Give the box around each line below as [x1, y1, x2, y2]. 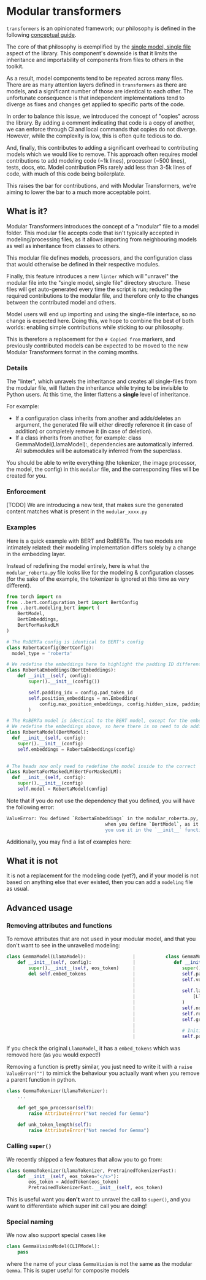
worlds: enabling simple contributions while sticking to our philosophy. [6, 324, 185, 331]
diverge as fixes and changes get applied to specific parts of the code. [6, 100, 185, 108]
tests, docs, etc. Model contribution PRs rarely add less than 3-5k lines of [6, 163, 192, 171]
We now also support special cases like [6, 1232, 106, 1239]
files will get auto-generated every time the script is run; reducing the [6, 285, 182, 293]
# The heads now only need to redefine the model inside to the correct [6, 763, 196, 769]
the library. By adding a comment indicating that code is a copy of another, [6, 118, 195, 126]
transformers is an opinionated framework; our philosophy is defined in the [6, 25, 196, 32]
